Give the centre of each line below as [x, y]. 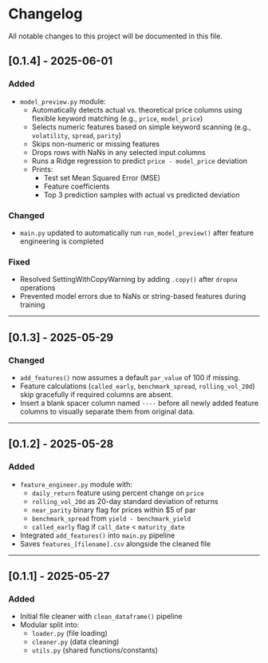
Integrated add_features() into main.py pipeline [97, 535]
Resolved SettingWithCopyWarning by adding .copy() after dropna [128, 280]
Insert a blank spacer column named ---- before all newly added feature [139, 403]
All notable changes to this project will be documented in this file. [116, 36]
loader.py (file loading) [69, 633]
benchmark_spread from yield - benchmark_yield [111, 518]
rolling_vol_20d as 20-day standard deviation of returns [125, 501]
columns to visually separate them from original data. [107, 411]
